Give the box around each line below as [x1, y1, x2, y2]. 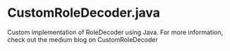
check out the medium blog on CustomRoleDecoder [7, 35, 158, 43]
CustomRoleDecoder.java [7, 5, 161, 21]
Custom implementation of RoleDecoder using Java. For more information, [7, 28, 224, 36]
